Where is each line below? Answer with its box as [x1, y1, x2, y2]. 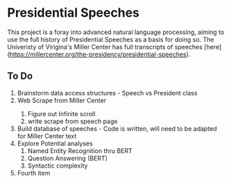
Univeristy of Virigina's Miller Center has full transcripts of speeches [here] [7, 42, 222, 51]
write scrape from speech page [27, 117, 118, 125]
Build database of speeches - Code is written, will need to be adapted [17, 124, 217, 133]
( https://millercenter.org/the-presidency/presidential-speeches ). [7, 50, 191, 58]
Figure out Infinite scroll [27, 109, 96, 118]
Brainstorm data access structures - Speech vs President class [17, 88, 198, 97]
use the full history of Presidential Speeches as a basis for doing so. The [7, 35, 214, 43]
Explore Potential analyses [17, 139, 93, 148]
